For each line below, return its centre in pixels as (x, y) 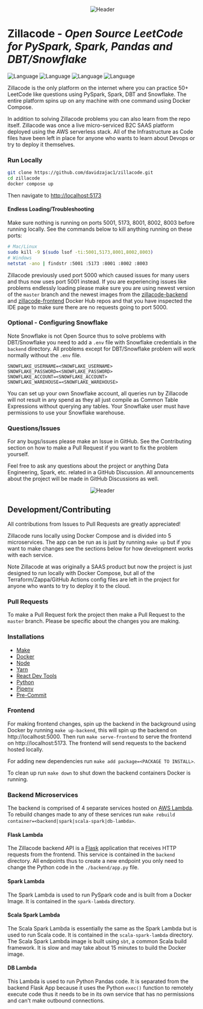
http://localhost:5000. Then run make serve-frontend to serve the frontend (100, 737)
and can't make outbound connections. (56, 1001)
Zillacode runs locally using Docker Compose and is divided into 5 (89, 535)
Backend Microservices (43, 795)
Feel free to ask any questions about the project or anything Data (88, 466)
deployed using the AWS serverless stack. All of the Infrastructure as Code (100, 131)
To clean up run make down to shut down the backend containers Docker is (99, 773)
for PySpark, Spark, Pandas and (90, 47)
